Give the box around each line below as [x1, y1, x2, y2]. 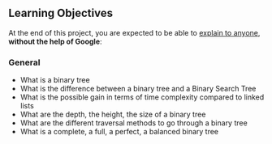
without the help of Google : [8, 36, 103, 46]
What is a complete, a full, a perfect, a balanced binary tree [19, 127, 219, 137]
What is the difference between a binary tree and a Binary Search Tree [19, 84, 257, 94]
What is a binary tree [19, 75, 91, 85]
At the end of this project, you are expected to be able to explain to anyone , [8, 28, 261, 37]
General [8, 57, 41, 68]
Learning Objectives [8, 6, 114, 20]
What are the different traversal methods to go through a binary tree [19, 118, 248, 128]
